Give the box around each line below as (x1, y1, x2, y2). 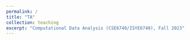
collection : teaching (6, 19, 59, 25)
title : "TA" (6, 14, 35, 20)
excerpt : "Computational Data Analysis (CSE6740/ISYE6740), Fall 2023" (6, 25, 185, 31)
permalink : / (6, 8, 38, 15)
